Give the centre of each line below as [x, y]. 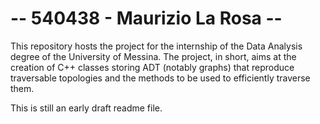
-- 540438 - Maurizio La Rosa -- [146, 18]
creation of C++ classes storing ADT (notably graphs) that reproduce [152, 67]
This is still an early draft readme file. [86, 108]
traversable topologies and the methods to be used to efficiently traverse [160, 78]
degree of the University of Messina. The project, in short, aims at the [153, 56]
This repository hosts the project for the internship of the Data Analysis [156, 46]
